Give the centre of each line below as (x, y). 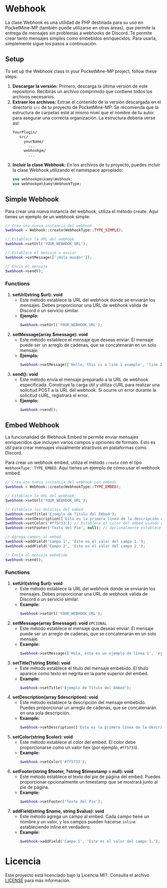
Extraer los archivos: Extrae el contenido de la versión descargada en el (87, 102)
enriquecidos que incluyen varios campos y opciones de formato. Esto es (80, 443)
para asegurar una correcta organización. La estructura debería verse (84, 118)
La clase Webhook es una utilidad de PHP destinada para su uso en (74, 22)
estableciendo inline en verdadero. (55, 827)
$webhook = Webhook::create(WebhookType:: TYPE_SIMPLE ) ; (64, 230)
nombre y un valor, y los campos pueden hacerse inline (78, 822)
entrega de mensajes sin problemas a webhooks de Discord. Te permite (79, 33)
